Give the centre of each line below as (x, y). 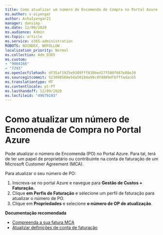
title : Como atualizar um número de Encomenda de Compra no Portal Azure (81, 9)
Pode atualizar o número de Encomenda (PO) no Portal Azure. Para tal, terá (80, 154)
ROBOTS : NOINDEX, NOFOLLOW (32, 46)
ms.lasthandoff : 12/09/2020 (34, 91)
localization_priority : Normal (37, 50)
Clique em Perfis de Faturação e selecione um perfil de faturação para (83, 193)
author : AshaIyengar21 (28, 18)
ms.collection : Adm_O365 (30, 55)
